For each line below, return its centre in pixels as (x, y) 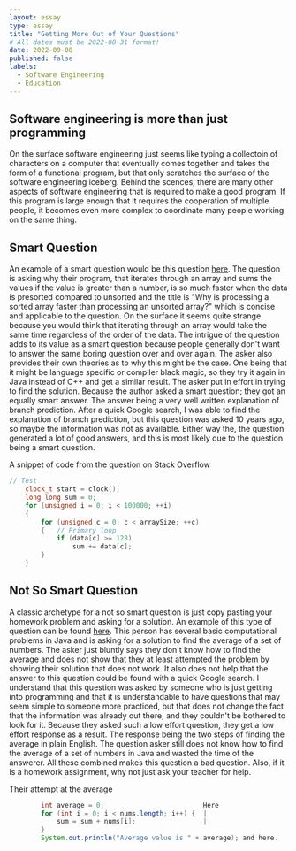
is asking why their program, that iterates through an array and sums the (140, 279)
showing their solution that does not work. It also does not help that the (139, 668)
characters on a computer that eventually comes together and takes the (140, 164)
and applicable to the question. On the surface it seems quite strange (135, 316)
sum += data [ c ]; (102, 547)
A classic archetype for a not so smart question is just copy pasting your (141, 612)
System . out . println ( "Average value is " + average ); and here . (159, 838)
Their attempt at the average (61, 789)
